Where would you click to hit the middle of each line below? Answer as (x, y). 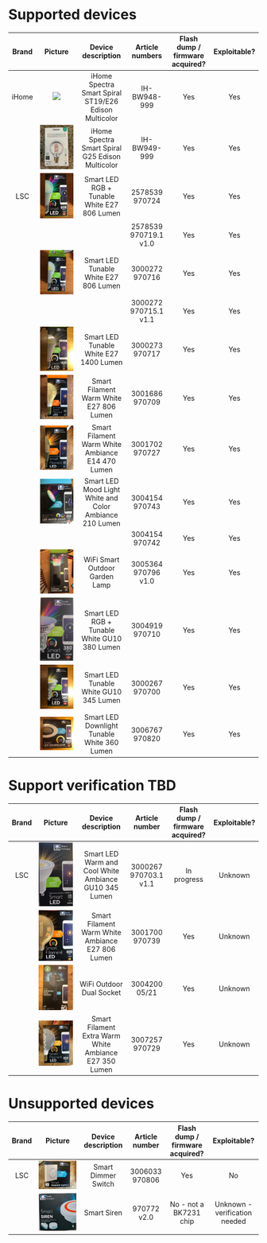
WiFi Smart (101, 560)
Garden (101, 577)
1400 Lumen (102, 362)
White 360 (102, 743)
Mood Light (102, 489)
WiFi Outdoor (101, 985)
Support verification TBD (92, 785)
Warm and (101, 862)
